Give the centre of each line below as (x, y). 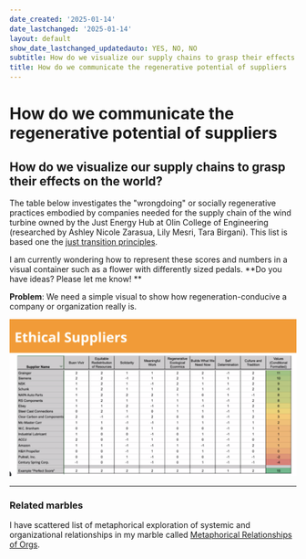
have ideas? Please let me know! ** (76, 279)
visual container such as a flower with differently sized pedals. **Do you (146, 269)
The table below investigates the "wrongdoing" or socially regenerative (143, 203)
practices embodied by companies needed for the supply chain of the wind (150, 213)
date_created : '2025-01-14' (63, 19)
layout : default (40, 38)
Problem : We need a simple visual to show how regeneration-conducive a (148, 296)
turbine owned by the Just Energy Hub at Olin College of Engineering (139, 222)
